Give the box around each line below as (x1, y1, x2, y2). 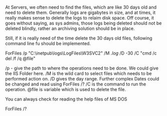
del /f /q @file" (5, 55, 36, 61)
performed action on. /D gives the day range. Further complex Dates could (5, 76, 159, 81)
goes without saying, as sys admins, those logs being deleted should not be (5, 20, 162, 26)
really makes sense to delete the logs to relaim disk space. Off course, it (5, 15, 154, 20)
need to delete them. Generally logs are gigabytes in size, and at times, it (5, 9, 156, 15)
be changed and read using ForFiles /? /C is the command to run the (5, 81, 146, 87)
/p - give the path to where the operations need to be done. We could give (5, 65, 159, 71)
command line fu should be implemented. (5, 40, 91, 46)
